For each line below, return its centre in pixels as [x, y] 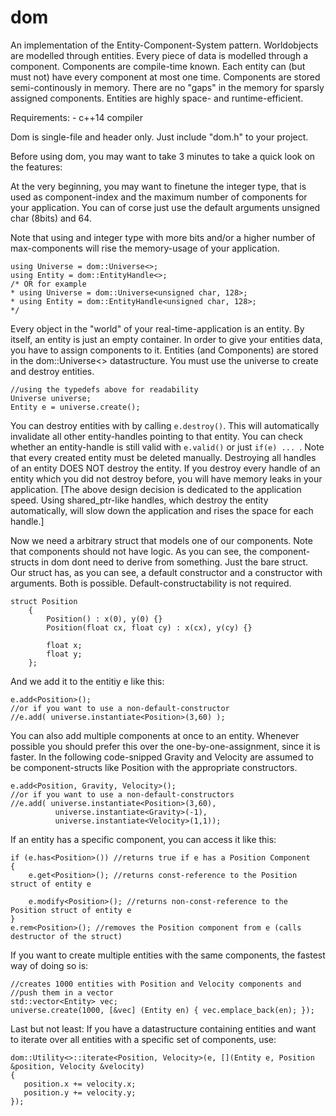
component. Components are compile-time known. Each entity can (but [158, 66]
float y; [64, 654]
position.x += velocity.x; [80, 1084]
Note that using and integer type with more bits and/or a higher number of [163, 237]
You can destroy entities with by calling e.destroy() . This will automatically [165, 425]
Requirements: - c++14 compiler [76, 117]
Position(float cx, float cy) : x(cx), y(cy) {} [149, 627]
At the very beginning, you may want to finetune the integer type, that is [158, 186]
